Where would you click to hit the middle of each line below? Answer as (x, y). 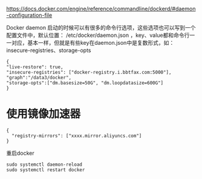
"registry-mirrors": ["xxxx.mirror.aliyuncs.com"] (77, 135)
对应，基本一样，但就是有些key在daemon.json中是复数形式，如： (93, 43)
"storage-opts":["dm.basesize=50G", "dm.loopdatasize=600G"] (85, 83)
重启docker (20, 153)
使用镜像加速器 (44, 114)
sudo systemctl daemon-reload (44, 164)
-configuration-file (29, 15)
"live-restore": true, (35, 67)
